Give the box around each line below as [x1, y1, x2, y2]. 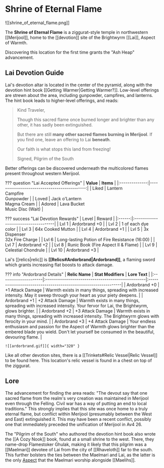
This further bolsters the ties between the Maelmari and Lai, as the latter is [5, 452, 156, 458]
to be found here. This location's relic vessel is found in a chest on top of [5, 357, 152, 363]
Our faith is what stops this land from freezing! [17, 146, 111, 152]
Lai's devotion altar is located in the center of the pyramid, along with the [5, 82, 153, 88]
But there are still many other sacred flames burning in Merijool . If [17, 131, 153, 137]
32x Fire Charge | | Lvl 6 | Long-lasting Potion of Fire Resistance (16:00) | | [5, 236, 155, 242]
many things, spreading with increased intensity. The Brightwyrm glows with [5, 313, 159, 319]
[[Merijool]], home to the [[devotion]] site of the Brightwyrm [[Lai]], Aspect [5, 34, 155, 40]
